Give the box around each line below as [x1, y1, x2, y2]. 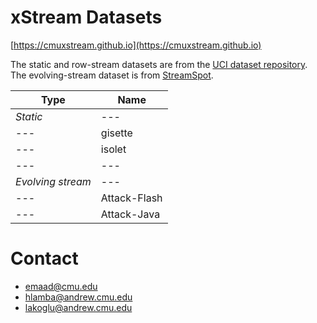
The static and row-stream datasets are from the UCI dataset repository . [10, 58, 308, 70]
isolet [100, 142, 127, 156]
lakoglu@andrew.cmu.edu [24, 301, 133, 313]
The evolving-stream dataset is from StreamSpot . [10, 69, 214, 81]
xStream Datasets [10, 6, 163, 29]
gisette [100, 126, 133, 140]
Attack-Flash [100, 191, 163, 205]
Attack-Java [100, 207, 161, 221]
